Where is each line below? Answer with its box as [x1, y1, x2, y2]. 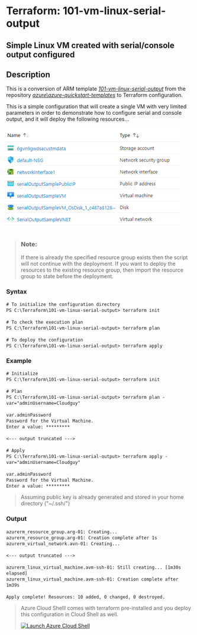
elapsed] [6, 570, 28, 576]
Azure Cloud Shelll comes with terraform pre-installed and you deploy [20, 604, 191, 611]
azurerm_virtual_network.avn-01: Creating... [6, 540, 120, 547]
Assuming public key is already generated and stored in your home [20, 494, 184, 501]
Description [6, 69, 50, 79]
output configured [6, 49, 75, 60]
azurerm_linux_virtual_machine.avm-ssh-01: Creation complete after [6, 576, 179, 582]
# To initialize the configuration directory [6, 301, 120, 307]
